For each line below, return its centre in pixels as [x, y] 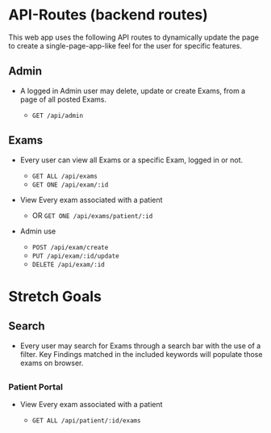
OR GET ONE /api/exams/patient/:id [92, 215]
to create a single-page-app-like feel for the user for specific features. [125, 45]
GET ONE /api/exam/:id [70, 185]
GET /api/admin [57, 116]
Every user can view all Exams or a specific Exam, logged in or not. [131, 160]
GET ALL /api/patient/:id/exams [86, 421]
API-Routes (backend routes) [108, 15]
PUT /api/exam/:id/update [75, 256]
